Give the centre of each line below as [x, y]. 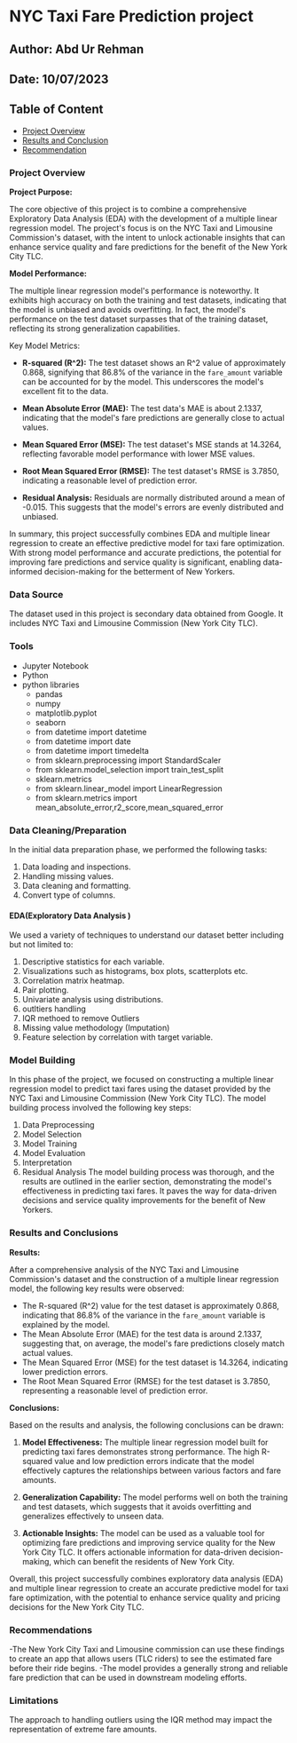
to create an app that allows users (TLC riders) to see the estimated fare [141, 1659]
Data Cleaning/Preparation [68, 830]
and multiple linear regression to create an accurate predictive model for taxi [149, 1588]
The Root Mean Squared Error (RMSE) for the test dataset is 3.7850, [146, 1381]
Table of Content [56, 110]
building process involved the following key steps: [101, 1108]
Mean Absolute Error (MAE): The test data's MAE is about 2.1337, [142, 408]
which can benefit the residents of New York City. [144, 1561]
